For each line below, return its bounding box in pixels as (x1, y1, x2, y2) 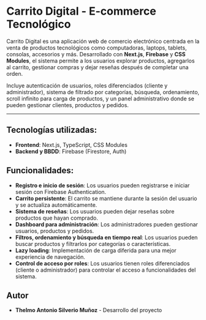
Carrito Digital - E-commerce (6, 4, 156, 18)
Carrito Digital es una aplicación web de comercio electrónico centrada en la (6, 37, 200, 45)
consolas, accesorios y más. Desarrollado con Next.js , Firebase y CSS (6, 50, 186, 58)
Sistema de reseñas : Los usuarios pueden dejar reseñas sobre (15, 207, 175, 215)
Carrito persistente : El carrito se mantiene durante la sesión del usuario (15, 195, 197, 202)
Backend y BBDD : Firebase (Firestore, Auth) (15, 147, 127, 155)
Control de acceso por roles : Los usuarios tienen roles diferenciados (15, 259, 190, 267)
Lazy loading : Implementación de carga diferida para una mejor (15, 247, 177, 254)
